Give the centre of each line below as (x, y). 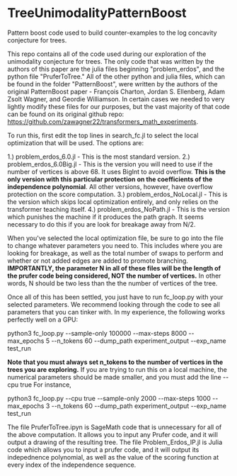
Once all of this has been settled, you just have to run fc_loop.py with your (115, 297)
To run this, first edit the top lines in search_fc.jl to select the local (103, 135)
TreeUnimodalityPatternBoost (97, 13)
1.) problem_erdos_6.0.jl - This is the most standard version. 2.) (99, 157)
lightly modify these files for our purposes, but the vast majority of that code (118, 106)
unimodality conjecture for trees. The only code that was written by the (111, 61)
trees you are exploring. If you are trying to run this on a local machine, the (117, 369)
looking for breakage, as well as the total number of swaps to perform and (115, 253)
